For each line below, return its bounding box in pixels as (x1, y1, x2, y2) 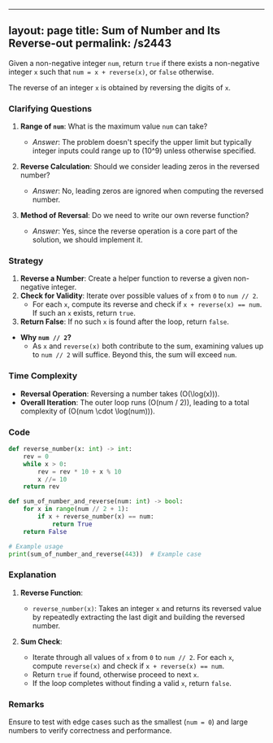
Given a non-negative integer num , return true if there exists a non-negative (8, 58, 260, 68)
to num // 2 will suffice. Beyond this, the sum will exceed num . (32, 350, 237, 360)
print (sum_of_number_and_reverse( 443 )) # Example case (8, 550, 201, 558)
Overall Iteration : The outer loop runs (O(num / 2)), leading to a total (19, 397, 249, 407)
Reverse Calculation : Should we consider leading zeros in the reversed (19, 162, 260, 172)
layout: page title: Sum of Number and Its (8, 24, 221, 37)
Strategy (8, 256, 44, 267)
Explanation (8, 569, 57, 580)
